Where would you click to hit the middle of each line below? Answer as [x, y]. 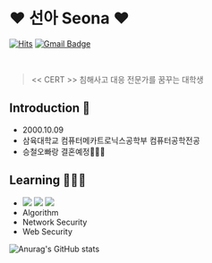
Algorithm [40, 212]
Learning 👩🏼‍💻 [48, 180]
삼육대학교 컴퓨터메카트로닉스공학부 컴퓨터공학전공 [111, 140]
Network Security [55, 222]
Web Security [47, 231]
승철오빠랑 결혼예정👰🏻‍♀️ [64, 151]
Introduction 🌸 [50, 108]
